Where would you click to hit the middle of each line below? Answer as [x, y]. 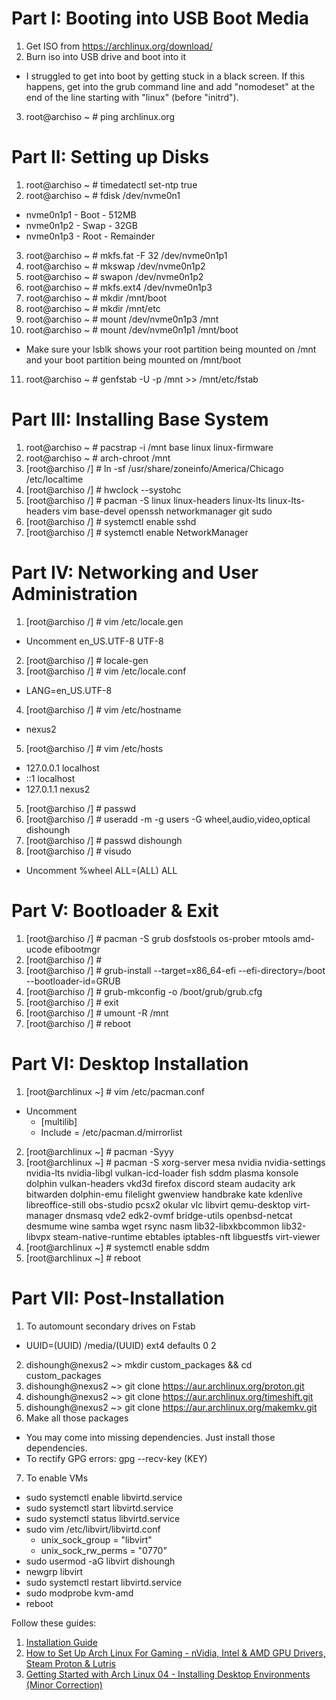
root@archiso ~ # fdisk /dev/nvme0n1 [103, 195]
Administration [74, 594]
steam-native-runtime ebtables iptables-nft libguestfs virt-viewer [186, 1236]
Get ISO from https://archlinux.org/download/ [119, 46]
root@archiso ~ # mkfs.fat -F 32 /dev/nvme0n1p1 [126, 255]
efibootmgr [77, 949]
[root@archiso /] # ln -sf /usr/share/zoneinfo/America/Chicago [154, 468]
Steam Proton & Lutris [70, 1663]
